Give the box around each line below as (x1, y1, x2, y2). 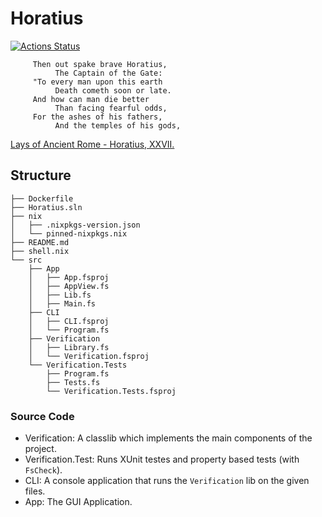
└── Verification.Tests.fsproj (46, 386, 177, 396)
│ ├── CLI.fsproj (28, 316, 110, 326)
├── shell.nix (10, 246, 70, 256)
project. (24, 443, 57, 455)
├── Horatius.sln (10, 202, 83, 212)
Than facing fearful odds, (54, 103, 168, 113)
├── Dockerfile (10, 193, 74, 204)
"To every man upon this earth (32, 77, 163, 87)
